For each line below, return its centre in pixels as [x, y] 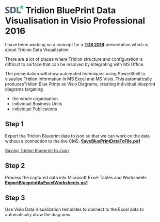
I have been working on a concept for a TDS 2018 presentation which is [77, 44]
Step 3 [15, 197]
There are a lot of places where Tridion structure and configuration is [74, 59]
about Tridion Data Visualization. [38, 50]
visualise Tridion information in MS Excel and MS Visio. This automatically [79, 79]
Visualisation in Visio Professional [75, 21]
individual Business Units [37, 103]
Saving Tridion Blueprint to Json [37, 150]
